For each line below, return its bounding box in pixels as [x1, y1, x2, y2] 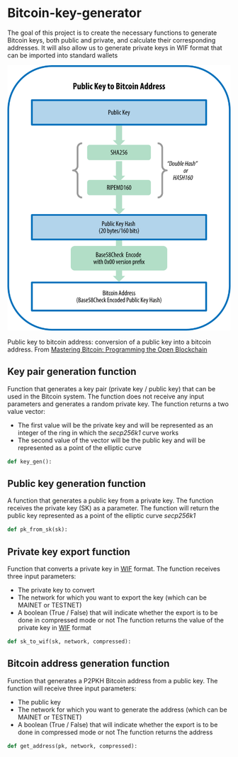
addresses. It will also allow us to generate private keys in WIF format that [7, 43, 222, 52]
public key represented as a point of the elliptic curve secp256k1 [7, 512, 196, 520]
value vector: [7, 407, 46, 415]
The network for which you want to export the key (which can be [17, 593, 207, 602]
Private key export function [7, 546, 131, 558]
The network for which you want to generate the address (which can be [17, 705, 228, 714]
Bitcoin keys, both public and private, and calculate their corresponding [7, 35, 216, 44]
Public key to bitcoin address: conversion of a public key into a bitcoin [7, 337, 211, 346]
